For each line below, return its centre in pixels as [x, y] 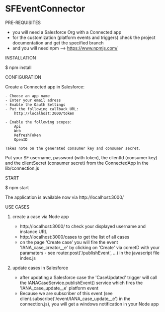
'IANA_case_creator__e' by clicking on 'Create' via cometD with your [90, 247]
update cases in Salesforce [40, 268]
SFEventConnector [45, 9]
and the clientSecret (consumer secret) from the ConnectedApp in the [77, 163]
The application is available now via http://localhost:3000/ [65, 197]
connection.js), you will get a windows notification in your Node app [89, 304]
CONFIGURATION [23, 77]
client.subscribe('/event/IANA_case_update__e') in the [75, 299]
